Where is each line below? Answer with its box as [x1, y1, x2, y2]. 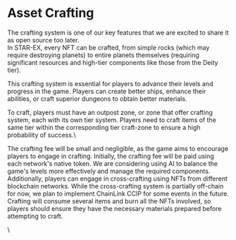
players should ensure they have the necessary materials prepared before [7, 204, 222, 212]
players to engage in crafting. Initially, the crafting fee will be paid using [7, 152, 215, 160]
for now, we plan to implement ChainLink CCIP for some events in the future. [7, 189, 229, 198]
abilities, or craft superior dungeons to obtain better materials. [7, 94, 187, 103]
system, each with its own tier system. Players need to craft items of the [7, 115, 216, 124]
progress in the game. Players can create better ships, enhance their [7, 87, 206, 95]
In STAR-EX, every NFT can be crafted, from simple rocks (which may [7, 43, 210, 52]
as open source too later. [7, 35, 80, 44]
